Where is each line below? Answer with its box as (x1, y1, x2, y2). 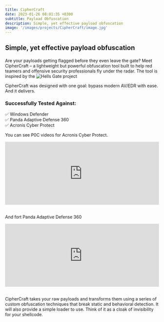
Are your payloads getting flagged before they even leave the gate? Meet (5, 57, 152, 64)
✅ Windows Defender (5, 111, 49, 117)
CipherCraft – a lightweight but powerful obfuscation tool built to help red (5, 63, 152, 69)
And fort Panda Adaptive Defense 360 (5, 214, 82, 220)
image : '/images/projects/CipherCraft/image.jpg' (5, 25, 108, 30)
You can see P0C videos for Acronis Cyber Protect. (5, 132, 108, 138)
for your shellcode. (5, 312, 43, 318)
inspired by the (5, 73, 35, 79)
